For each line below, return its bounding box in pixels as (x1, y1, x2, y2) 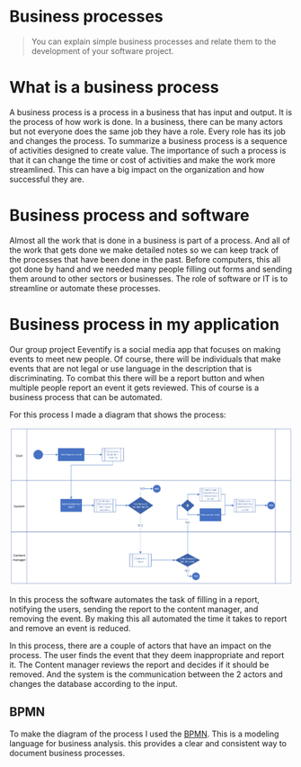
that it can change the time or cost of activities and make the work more (9, 155, 276, 165)
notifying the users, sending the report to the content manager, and (9, 604, 259, 615)
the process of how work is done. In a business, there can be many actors (9, 116, 283, 127)
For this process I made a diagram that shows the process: (9, 409, 226, 420)
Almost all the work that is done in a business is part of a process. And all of (9, 235, 290, 245)
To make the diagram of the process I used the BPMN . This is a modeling (9, 728, 279, 739)
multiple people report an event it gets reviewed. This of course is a (9, 382, 260, 393)
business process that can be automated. (9, 391, 164, 402)
